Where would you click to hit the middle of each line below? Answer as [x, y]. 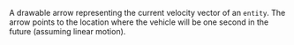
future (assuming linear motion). [68, 31]
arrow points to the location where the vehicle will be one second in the [139, 22]
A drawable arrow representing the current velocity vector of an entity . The [147, 13]
